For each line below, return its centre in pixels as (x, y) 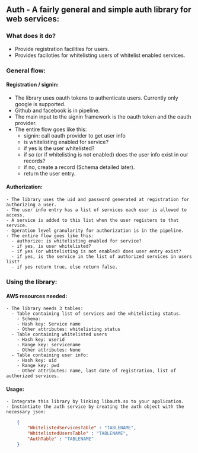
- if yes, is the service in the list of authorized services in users (102, 257)
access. (16, 215)
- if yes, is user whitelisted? (52, 246)
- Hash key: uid (37, 361)
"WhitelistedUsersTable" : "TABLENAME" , (78, 433)
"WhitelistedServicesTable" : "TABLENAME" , (82, 428)
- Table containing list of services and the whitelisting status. (97, 314)
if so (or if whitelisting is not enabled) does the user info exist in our (106, 154)
